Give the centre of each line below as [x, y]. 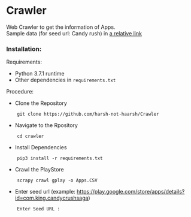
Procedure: [20, 92]
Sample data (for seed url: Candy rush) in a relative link [74, 33]
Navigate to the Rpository [46, 125]
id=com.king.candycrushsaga [51, 198]
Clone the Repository [41, 103]
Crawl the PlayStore [39, 170]
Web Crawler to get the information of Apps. [61, 27]
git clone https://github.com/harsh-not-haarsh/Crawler [88, 114]
